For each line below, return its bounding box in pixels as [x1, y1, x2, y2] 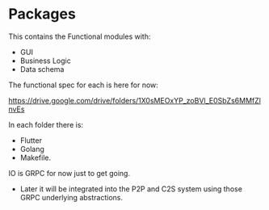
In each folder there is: [8, 120, 83, 129]
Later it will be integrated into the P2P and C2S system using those [19, 183, 242, 194]
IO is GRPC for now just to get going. [8, 168, 131, 178]
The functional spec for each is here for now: [8, 80, 159, 90]
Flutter [19, 135, 43, 145]
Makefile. [19, 153, 51, 162]
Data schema [19, 64, 65, 73]
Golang [19, 144, 44, 153]
